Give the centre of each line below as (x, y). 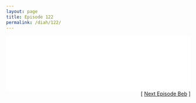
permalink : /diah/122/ (34, 22)
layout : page (22, 11)
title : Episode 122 (30, 17)
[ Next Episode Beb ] (166, 94)
